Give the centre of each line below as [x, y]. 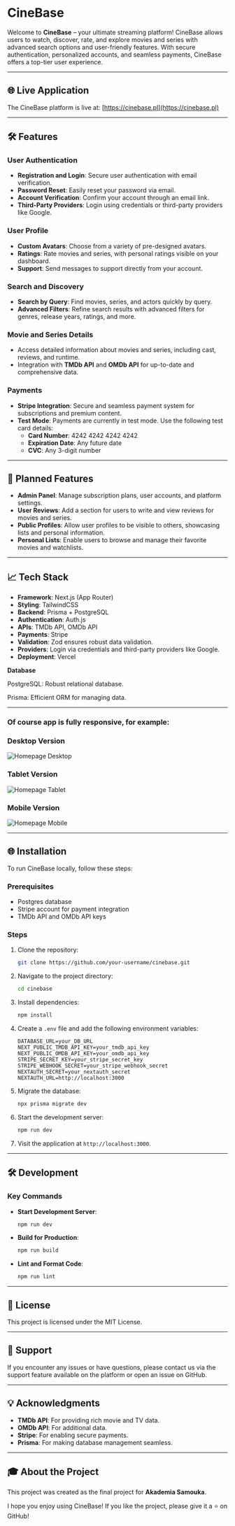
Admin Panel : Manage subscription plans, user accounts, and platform [119, 495]
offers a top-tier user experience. [55, 62]
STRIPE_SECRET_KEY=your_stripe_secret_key [80, 1060]
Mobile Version [34, 807]
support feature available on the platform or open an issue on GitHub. [107, 1375]
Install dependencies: [48, 1003]
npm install [35, 1015]
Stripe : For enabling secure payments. [73, 1435]
